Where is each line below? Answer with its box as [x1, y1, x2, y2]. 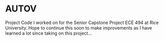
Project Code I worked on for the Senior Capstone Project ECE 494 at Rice [5, 19, 159, 25]
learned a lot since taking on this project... [5, 30, 92, 36]
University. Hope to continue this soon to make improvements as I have [5, 24, 152, 30]
